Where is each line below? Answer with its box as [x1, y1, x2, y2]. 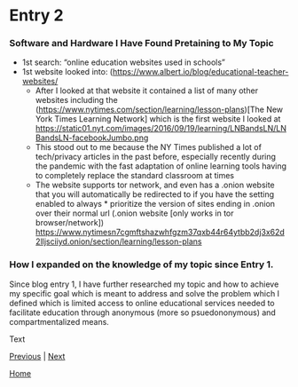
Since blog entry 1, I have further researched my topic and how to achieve [9, 279, 279, 289]
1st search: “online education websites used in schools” [21, 57, 226, 67]
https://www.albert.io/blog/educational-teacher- [112, 67, 289, 77]
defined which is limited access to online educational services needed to [9, 297, 275, 308]
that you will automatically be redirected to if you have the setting [35, 189, 275, 200]
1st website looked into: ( [21, 67, 114, 77]
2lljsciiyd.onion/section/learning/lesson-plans [35, 236, 202, 247]
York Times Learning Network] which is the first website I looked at [35, 114, 281, 124]
